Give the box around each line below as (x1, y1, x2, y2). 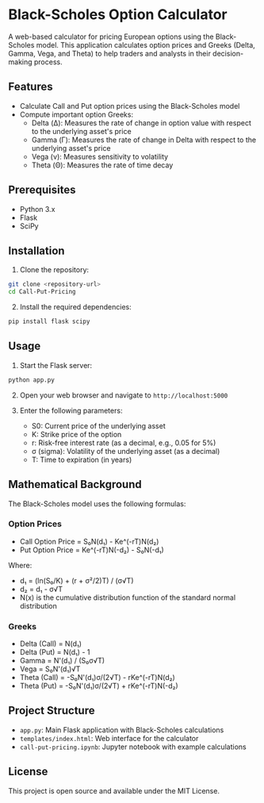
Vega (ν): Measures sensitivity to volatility (31, 152, 169, 161)
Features (8, 80, 53, 94)
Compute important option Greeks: (19, 109, 133, 119)
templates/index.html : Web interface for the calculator (19, 733, 199, 743)
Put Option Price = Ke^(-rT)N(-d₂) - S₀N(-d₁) (19, 545, 164, 555)
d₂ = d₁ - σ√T (19, 584, 63, 594)
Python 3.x (19, 204, 55, 213)
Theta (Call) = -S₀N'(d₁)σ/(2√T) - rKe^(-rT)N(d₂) (19, 673, 176, 682)
